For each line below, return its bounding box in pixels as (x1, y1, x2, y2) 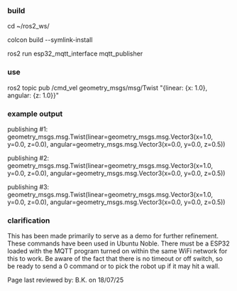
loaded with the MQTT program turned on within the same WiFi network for (7, 247, 228, 255)
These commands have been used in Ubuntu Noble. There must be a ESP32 (7, 239, 231, 248)
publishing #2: (7, 154, 50, 162)
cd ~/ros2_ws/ (7, 22, 50, 31)
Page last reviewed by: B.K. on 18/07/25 (7, 276, 124, 285)
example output (7, 109, 63, 119)
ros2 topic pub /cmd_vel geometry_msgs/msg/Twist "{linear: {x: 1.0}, (7, 83, 208, 92)
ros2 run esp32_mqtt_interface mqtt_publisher (7, 49, 143, 58)
